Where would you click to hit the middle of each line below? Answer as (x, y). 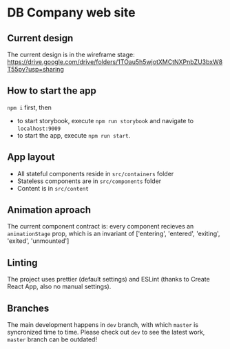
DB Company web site (71, 13)
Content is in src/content (53, 188)
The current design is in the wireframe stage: (71, 54)
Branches (28, 308)
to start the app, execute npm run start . (74, 135)
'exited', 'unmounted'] (38, 241)
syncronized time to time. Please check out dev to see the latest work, (106, 332)
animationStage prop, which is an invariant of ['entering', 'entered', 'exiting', (114, 234)
